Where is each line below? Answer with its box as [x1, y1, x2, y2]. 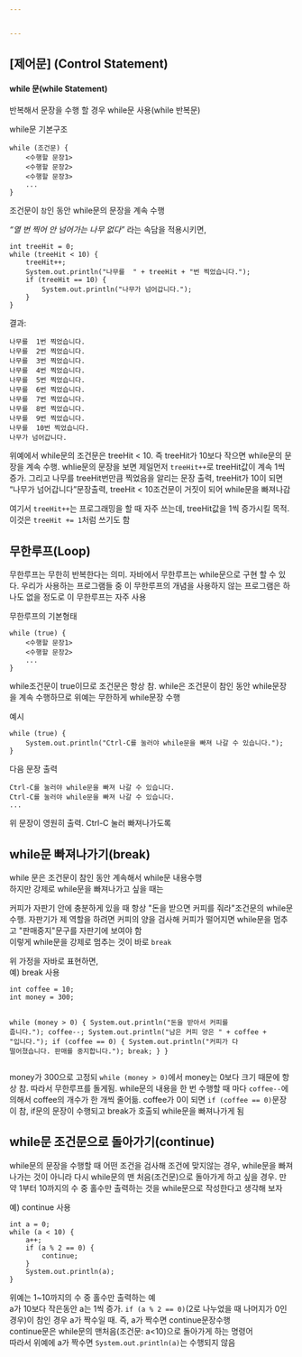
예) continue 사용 [9, 1201, 71, 1213]
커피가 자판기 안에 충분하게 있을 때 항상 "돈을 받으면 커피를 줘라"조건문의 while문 [9, 903, 294, 913]
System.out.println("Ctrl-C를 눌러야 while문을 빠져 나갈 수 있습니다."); [25, 738, 284, 748]
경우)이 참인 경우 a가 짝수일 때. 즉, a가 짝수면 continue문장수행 [9, 1314, 232, 1325]
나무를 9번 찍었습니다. [9, 414, 86, 424]
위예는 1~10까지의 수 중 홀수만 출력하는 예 [9, 1291, 156, 1303]
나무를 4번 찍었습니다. [9, 366, 86, 375]
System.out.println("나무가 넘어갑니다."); [41, 285, 192, 294]
